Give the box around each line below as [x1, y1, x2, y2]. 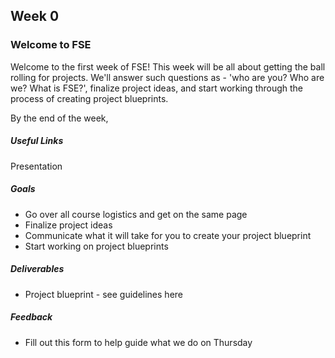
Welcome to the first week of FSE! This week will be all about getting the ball [10, 60, 326, 73]
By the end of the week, [10, 112, 109, 124]
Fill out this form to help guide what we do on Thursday [24, 336, 253, 348]
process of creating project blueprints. [10, 92, 169, 104]
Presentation [10, 160, 63, 172]
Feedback [10, 311, 53, 323]
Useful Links [10, 135, 64, 147]
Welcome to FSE [10, 38, 92, 52]
